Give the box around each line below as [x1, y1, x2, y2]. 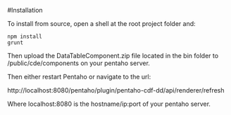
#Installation [7, 6, 44, 14]
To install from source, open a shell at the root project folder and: [7, 20, 196, 27]
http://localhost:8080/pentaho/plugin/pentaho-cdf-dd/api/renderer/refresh [7, 86, 225, 94]
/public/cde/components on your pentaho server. [7, 59, 150, 67]
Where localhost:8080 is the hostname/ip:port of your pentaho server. [7, 100, 211, 108]
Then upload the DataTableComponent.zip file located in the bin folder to [7, 52, 219, 60]
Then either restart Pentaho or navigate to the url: [7, 73, 151, 81]
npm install [7, 33, 42, 40]
